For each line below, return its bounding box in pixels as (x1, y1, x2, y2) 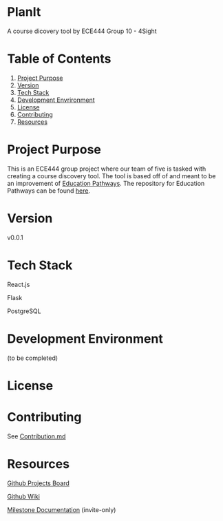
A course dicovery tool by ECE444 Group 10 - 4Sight (7, 27, 157, 35)
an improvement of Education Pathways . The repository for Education (7, 179, 205, 187)
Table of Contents (7, 51, 111, 67)
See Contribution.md (7, 432, 66, 440)
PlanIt (7, 4, 41, 20)
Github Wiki (7, 492, 40, 500)
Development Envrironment (17, 96, 95, 104)
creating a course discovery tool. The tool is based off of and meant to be (7, 171, 216, 180)
